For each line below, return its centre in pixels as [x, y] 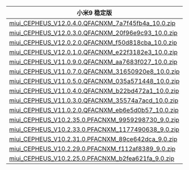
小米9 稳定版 [94, 13]
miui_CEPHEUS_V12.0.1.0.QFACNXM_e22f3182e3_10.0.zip [94, 52]
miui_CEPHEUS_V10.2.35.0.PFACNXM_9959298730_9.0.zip [94, 120]
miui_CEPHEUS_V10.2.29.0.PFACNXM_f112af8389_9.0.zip [92, 149]
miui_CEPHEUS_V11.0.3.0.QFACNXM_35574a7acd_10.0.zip [94, 100]
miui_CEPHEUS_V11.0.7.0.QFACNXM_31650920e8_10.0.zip [94, 72]
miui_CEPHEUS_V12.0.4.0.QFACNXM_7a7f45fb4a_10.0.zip [92, 23]
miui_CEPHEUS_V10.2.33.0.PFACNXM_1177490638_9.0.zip [94, 129]
